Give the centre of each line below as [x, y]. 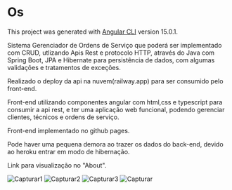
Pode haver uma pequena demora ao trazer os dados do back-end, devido [115, 144]
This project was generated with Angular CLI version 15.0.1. [92, 32]
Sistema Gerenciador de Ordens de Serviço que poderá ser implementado [115, 45]
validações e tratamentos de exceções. [64, 67]
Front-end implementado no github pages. [69, 130]
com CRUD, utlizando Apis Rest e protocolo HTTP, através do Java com [111, 53]
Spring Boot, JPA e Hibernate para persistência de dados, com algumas [111, 60]
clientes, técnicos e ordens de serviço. [63, 117]
